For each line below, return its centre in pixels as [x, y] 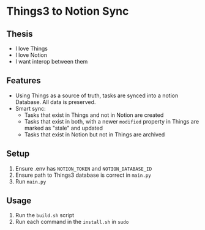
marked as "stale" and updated [63, 128]
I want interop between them [51, 61]
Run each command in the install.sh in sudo [72, 222]
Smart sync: [30, 108]
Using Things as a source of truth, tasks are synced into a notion [97, 95]
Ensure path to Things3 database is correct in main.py [83, 175]
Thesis [20, 34]
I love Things [31, 48]
